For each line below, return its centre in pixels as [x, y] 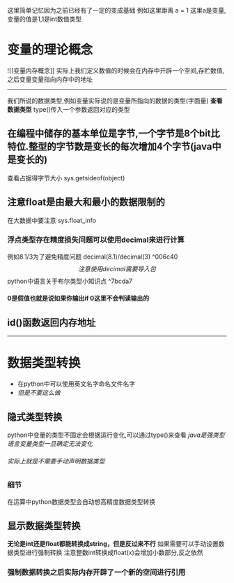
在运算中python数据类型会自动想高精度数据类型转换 [81, 501]
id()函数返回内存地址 [52, 323]
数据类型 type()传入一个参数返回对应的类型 [69, 109]
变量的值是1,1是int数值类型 [45, 19]
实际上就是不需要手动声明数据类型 [56, 461]
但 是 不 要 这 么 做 [39, 393]
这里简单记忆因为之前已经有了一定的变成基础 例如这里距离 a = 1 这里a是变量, [117, 10]
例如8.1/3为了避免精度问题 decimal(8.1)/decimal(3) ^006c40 [93, 257]
